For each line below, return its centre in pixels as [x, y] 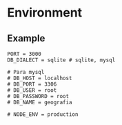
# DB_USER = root [32, 90]
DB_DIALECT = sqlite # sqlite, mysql [61, 60]
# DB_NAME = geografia [40, 102]
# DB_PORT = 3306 [32, 84]
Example [26, 38]
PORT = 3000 [24, 54]
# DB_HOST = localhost [40, 78]
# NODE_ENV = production [43, 115]
